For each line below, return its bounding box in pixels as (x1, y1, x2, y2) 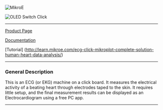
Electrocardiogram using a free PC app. (5, 95, 84, 101)
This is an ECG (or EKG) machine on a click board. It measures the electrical (5, 79, 157, 85)
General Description (5, 68, 53, 75)
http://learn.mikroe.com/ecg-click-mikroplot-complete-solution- (26, 47, 154, 52)
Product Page (5, 28, 33, 33)
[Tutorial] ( (5, 47, 26, 52)
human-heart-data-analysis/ (5, 52, 62, 58)
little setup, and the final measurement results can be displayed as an (5, 90, 144, 95)
